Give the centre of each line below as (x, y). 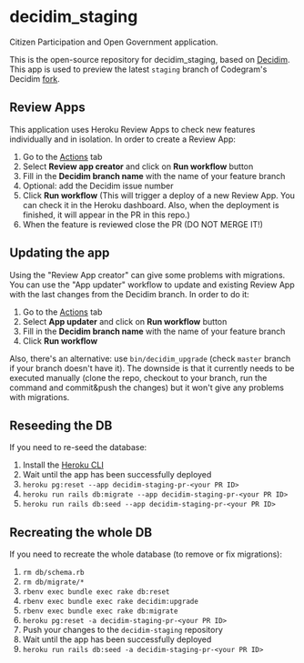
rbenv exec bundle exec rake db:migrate (100, 611)
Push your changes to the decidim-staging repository (122, 630)
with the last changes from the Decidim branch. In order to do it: (130, 294)
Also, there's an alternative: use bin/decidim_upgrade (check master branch (150, 358)
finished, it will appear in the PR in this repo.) (106, 215)
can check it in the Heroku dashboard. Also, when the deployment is (151, 205)
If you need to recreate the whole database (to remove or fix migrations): (146, 554)
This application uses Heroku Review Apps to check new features (132, 129)
